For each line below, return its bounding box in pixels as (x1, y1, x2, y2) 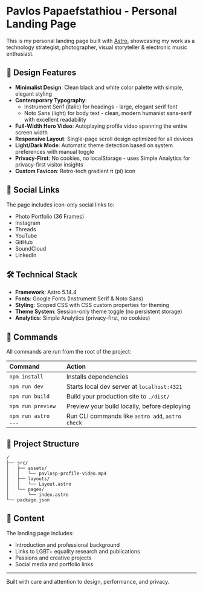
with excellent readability (24, 116, 86, 123)
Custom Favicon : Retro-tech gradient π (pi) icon (14, 167, 136, 174)
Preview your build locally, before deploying (66, 402, 191, 411)
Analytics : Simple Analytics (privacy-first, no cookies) (14, 314, 150, 322)
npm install (9, 374, 44, 380)
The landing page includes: (6, 529, 74, 537)
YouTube (14, 232, 37, 239)
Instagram (14, 219, 40, 226)
